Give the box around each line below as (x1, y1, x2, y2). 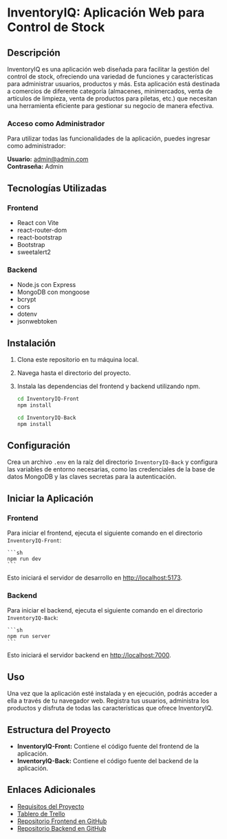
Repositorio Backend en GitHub (17, 824, 107, 832)
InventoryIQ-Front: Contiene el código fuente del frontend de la (17, 742, 199, 751)
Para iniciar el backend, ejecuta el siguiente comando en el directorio (7, 606, 203, 615)
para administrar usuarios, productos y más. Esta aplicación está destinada (7, 80, 220, 87)
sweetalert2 (17, 248, 52, 256)
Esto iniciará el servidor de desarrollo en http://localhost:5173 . (7, 573, 183, 582)
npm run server (7, 633, 51, 640)
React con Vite (17, 218, 59, 226)
